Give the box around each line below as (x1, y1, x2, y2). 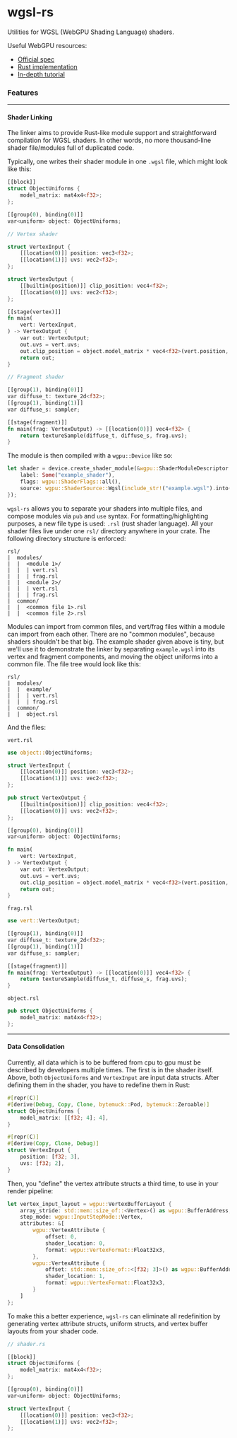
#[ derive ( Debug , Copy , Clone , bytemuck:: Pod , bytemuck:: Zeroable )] (7, 1101, 210, 1108)
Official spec (17, 54, 55, 64)
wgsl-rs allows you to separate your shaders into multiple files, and (7, 504, 202, 513)
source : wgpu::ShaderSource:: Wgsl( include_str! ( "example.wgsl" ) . (20, 485, 217, 492)
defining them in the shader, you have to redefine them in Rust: (7, 1081, 190, 1089)
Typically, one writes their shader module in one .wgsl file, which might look (7, 157, 228, 166)
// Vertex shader (7, 231, 59, 238)
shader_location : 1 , (44, 1272, 106, 1280)
